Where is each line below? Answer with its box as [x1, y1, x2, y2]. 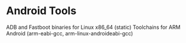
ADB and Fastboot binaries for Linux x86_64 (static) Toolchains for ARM [6, 24, 181, 31]
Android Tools [6, 4, 77, 18]
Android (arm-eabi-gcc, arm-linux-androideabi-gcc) [6, 29, 133, 37]
